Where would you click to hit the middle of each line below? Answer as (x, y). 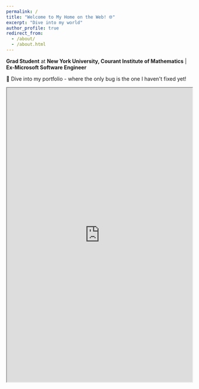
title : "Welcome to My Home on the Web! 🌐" (61, 17)
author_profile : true (33, 28)
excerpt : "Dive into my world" (44, 22)
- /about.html (29, 45)
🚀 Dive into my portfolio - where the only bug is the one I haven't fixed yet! (96, 79)
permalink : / (22, 11)
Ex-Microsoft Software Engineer (46, 67)
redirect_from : (25, 34)
